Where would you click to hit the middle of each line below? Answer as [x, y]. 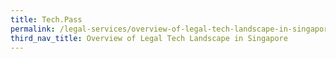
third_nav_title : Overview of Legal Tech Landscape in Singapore [149, 38]
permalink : [33, 29]
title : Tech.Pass [46, 19]
